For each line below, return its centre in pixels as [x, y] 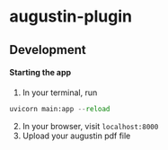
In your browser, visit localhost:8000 [90, 126]
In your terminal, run [60, 93]
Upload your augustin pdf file [76, 136]
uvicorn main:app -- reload [60, 109]
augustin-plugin [71, 17]
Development [48, 50]
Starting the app [40, 73]
